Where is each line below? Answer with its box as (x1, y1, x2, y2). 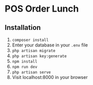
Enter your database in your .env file (12, 42, 88, 48)
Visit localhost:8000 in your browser (12, 74, 88, 80)
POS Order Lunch (5, 3, 79, 15)
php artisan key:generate (12, 54, 67, 59)
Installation (5, 23, 41, 32)
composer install (12, 37, 49, 42)
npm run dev (12, 64, 37, 69)
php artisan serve (12, 70, 51, 75)
